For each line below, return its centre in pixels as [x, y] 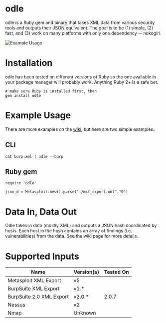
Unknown [85, 313]
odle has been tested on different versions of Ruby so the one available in [81, 77]
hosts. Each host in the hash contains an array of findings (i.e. [69, 231]
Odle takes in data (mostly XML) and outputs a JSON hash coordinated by [81, 226]
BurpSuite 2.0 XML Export [38, 297]
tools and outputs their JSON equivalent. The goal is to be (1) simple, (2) [79, 27]
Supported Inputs [42, 256]
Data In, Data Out [41, 211]
